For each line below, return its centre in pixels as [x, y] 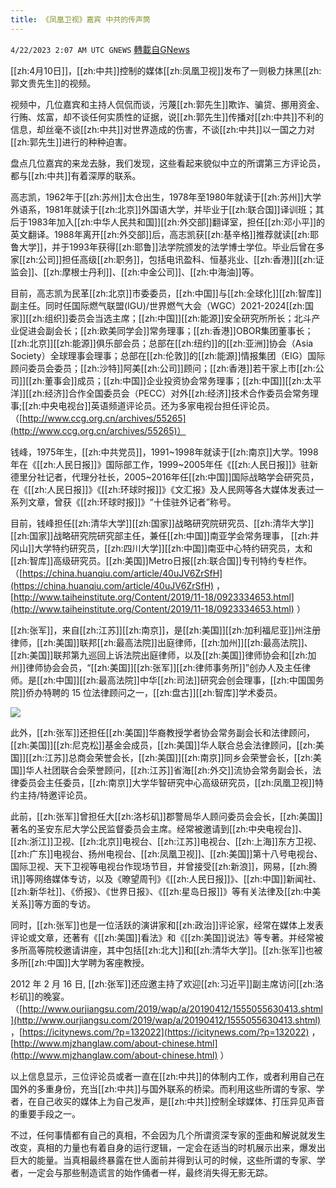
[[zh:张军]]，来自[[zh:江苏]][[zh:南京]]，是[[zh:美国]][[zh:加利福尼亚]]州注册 [166, 630]
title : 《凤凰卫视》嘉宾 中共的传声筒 [80, 19]
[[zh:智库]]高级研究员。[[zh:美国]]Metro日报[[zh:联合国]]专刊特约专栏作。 [161, 560]
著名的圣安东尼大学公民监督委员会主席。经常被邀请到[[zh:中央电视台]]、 [159, 828]
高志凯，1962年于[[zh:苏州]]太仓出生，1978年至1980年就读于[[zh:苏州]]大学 [166, 197]
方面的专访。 [70, 903]
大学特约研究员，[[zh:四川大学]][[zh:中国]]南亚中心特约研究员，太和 [173, 548]
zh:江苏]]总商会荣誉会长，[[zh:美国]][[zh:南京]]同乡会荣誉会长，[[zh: [172, 757]
